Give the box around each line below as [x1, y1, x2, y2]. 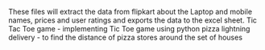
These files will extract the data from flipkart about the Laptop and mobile [8, 7, 252, 16]
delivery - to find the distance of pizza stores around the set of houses [8, 32, 243, 42]
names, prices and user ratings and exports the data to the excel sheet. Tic [8, 15, 258, 25]
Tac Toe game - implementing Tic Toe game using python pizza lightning [8, 24, 251, 33]
